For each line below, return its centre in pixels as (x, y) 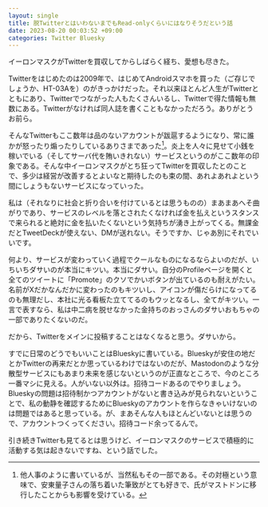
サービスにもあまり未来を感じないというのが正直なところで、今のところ (141, 373)
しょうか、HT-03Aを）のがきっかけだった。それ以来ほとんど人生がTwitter (130, 89)
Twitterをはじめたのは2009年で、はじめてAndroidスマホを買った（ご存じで (132, 79)
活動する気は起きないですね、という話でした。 (85, 450)
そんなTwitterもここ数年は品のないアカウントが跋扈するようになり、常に (128, 136)
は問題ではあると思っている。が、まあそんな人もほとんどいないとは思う (127, 413)
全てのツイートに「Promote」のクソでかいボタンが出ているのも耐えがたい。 (134, 279)
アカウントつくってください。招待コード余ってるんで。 (112, 423)
